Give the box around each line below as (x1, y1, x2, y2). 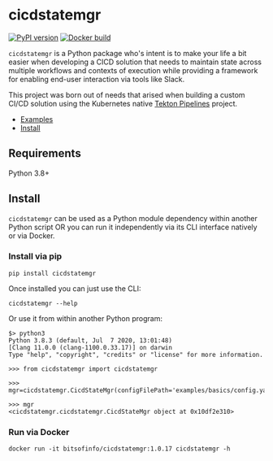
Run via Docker (8, 426, 70, 437)
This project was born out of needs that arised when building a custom (8, 89, 245, 99)
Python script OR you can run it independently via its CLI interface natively (8, 222, 258, 232)
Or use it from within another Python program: (8, 313, 162, 323)
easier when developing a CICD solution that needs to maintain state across (8, 57, 262, 67)
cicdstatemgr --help (8, 299, 79, 307)
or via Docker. (8, 230, 55, 241)
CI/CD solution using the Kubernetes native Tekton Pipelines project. (8, 98, 238, 108)
